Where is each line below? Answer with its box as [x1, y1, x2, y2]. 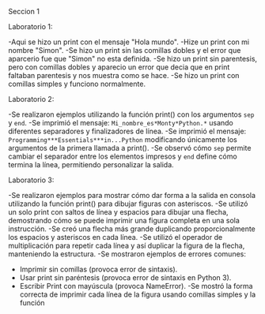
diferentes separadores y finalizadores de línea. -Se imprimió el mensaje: [8, 126, 247, 136]
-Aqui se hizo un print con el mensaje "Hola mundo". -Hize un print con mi [8, 37, 250, 47]
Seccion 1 [8, 7, 40, 16]
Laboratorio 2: [8, 95, 55, 103]
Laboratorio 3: [8, 175, 55, 185]
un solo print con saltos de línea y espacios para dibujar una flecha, [8, 207, 229, 216]
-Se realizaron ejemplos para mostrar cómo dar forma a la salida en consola [8, 191, 256, 200]
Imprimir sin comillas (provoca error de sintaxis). [19, 264, 178, 274]
